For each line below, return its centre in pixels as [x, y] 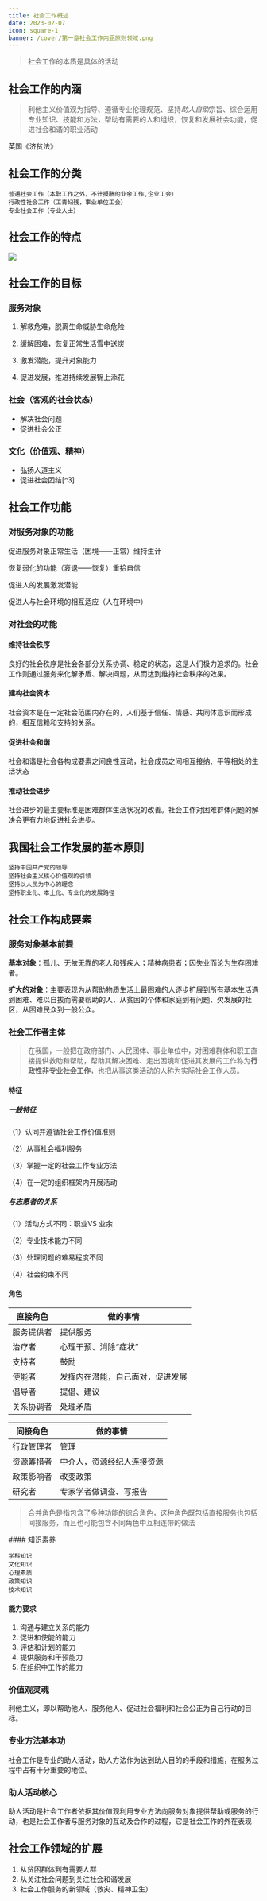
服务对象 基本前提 [41, 944]
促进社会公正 [41, 428]
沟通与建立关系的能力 [54, 1628]
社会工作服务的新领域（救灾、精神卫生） [86, 1889]
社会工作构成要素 [50, 919]
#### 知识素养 [32, 1539]
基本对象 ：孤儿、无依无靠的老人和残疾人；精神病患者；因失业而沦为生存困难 [133, 962]
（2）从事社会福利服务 [45, 1148]
